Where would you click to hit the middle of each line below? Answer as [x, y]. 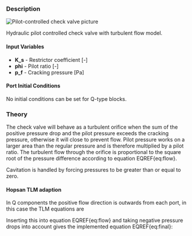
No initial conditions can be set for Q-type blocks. [67, 99]
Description [23, 9]
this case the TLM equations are [45, 209]
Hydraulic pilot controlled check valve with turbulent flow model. [85, 33]
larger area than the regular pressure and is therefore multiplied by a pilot [95, 146]
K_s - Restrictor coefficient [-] [51, 60]
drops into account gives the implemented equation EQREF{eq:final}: [90, 227]
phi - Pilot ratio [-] [37, 66]
